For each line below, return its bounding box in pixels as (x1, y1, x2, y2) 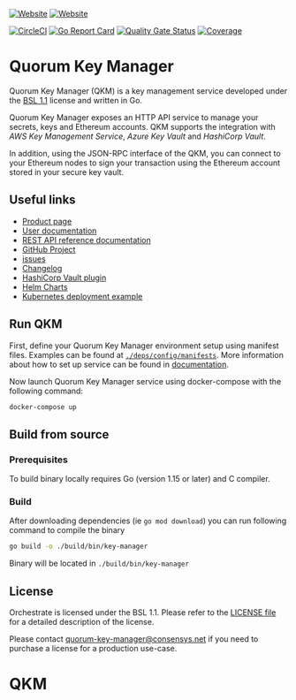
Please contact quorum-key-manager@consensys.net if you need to (9, 634, 259, 644)
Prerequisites (9, 453, 68, 466)
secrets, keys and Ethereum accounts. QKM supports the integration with (9, 121, 276, 132)
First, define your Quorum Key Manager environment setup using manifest (9, 340, 280, 351)
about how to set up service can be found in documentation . (9, 359, 230, 369)
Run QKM (9, 316, 63, 331)
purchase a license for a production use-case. (9, 643, 178, 654)
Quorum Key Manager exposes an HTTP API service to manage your (9, 111, 259, 123)
